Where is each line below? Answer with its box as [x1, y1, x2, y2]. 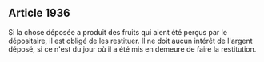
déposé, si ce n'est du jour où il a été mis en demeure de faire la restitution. [8, 44, 257, 54]
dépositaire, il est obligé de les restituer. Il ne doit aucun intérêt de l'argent [8, 36, 253, 45]
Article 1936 [8, 6, 70, 20]
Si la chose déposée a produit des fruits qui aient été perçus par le [8, 27, 228, 37]
